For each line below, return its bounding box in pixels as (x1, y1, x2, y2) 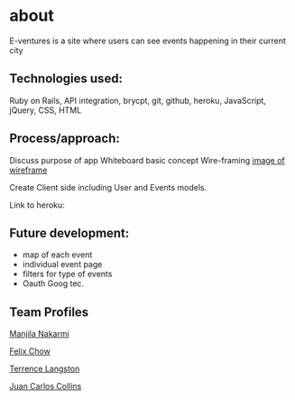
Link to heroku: (9, 200, 65, 210)
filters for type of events (22, 268, 113, 280)
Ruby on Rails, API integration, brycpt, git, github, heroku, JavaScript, (9, 95, 266, 106)
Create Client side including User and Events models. (9, 181, 207, 192)
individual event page (22, 259, 103, 270)
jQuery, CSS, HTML (9, 105, 82, 116)
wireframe (9, 164, 48, 175)
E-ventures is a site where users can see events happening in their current (9, 35, 287, 46)
